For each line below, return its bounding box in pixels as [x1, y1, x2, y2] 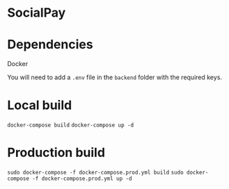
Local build [7, 97, 72, 113]
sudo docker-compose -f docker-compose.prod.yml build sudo [7, 169, 184, 176]
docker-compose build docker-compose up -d [7, 122, 134, 129]
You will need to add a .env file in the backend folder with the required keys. [7, 73, 223, 81]
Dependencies [7, 37, 93, 53]
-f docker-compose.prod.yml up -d [32, 175, 132, 182]
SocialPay [7, 5, 66, 21]
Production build [7, 145, 106, 161]
